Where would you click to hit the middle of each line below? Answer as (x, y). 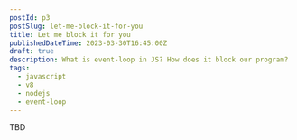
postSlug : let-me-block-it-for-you (76, 26)
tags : (19, 69)
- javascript (42, 77)
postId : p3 (30, 18)
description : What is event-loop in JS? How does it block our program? (149, 60)
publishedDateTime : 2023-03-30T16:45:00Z (88, 43)
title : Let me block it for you (70, 34)
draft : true (32, 51)
